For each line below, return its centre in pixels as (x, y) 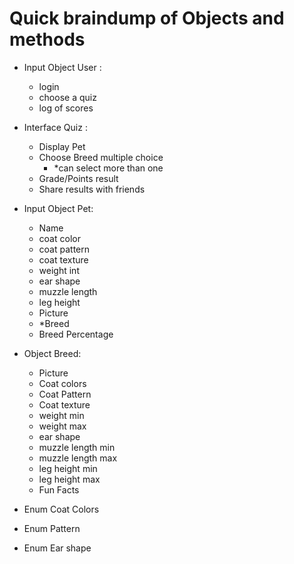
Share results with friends (92, 189)
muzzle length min (77, 447)
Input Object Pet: (58, 208)
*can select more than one (108, 168)
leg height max (69, 479)
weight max (62, 426)
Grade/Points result (78, 178)
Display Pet (62, 146)
